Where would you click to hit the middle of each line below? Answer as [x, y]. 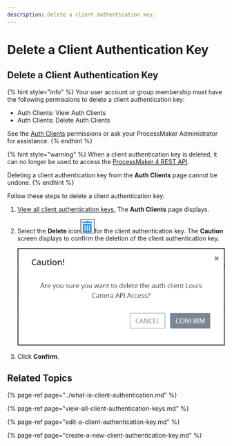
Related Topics [40, 378]
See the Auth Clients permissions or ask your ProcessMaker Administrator [113, 133]
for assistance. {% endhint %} [50, 141]
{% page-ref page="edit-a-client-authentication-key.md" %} [94, 422]
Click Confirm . [38, 356]
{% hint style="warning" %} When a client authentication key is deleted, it [112, 154]
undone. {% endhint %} [41, 182]
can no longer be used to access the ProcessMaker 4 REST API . [98, 161]
